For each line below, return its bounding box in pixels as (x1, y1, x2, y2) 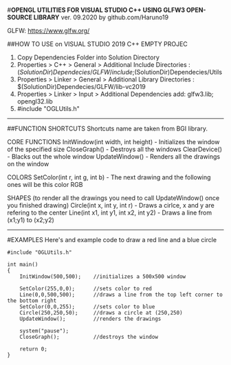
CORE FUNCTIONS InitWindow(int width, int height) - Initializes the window (7, 138, 220, 146)
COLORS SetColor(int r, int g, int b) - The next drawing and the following (7, 173, 211, 181)
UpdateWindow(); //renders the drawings (19, 315, 162, 322)
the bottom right (7, 297, 57, 304)
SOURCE (7, 13, 33, 21)
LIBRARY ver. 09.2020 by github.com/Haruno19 (33, 13, 169, 21)
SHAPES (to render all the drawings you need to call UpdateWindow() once (7, 194, 220, 202)
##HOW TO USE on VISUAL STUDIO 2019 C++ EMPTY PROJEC (7, 40, 188, 48)
